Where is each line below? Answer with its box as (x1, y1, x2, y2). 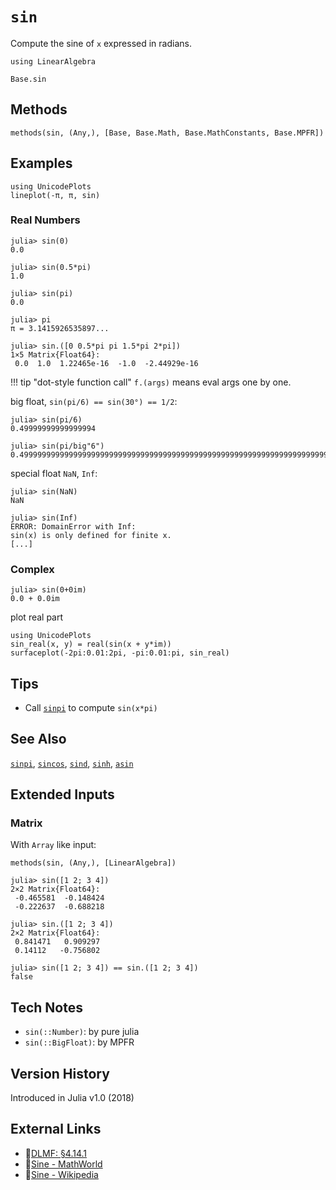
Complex (10, 562, 55, 576)
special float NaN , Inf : (10, 467, 98, 479)
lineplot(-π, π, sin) (10, 190, 101, 200)
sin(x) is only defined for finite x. (10, 530, 172, 540)
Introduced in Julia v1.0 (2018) (10, 1092, 135, 1104)
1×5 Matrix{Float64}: (10, 349, 101, 360)
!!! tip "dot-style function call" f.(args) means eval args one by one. (10, 376, 292, 388)
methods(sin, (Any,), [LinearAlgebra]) (10, 858, 177, 868)
